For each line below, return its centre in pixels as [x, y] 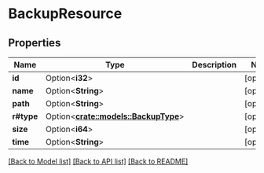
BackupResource [65, 14]
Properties [35, 43]
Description [214, 65]
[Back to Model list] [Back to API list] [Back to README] [98, 161]
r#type [25, 116]
